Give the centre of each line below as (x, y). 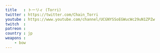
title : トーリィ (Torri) (33, 10)
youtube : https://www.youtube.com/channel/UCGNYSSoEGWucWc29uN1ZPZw (80, 19)
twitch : (16, 24)
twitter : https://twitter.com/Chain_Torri (52, 15)
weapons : (16, 38)
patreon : (16, 29)
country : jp (19, 33)
